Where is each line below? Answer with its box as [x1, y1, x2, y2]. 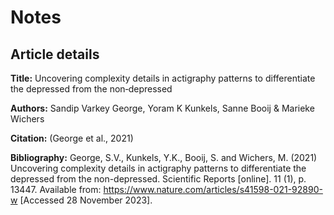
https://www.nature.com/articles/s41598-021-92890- [103, 184, 323, 195]
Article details [10, 46, 100, 63]
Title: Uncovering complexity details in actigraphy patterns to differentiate [10, 72, 316, 84]
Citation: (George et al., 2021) [10, 132, 134, 144]
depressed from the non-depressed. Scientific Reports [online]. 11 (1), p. [10, 173, 307, 185]
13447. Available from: [10, 184, 102, 195]
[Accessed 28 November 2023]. [19, 194, 153, 206]
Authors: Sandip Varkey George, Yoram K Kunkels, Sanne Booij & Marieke [10, 102, 315, 114]
